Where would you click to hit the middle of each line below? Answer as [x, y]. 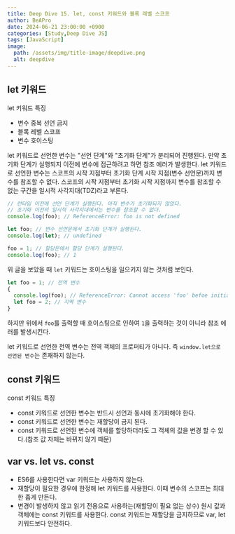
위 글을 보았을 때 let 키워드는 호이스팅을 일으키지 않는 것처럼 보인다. [100, 269]
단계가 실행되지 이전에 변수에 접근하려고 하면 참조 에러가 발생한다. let [114, 164]
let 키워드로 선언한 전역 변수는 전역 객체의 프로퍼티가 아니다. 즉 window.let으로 [114, 347]
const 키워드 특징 [31, 398]
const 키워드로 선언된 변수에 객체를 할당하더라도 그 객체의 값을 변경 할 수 [117, 430]
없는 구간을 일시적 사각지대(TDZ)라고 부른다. [68, 190]
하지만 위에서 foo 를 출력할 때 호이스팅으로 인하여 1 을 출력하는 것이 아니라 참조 [113, 323]
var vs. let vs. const [51, 461]
